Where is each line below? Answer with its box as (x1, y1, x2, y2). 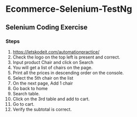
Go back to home (12, 85, 48, 91)
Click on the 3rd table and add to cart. (12, 96, 90, 102)
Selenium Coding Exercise (5, 23, 88, 31)
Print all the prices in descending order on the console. (12, 70, 124, 76)
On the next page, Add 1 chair (12, 80, 73, 86)
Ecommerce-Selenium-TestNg (5, 3, 132, 15)
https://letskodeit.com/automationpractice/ (12, 49, 100, 55)
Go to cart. (12, 101, 35, 107)
